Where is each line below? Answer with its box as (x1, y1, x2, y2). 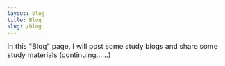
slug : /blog (7, 23, 42, 30)
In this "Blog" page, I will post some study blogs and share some (7, 42, 218, 52)
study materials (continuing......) (7, 50, 111, 60)
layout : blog (7, 10, 45, 17)
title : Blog (7, 16, 42, 23)
